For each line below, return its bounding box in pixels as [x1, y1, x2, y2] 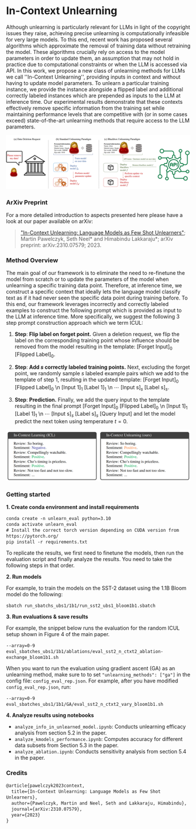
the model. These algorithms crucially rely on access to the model [6, 48, 165, 55]
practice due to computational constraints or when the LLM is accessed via [6, 60, 187, 68]
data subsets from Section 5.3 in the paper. [14, 742, 119, 749]
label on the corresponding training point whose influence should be [14, 337, 180, 344]
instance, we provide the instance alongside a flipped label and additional [6, 86, 183, 93]
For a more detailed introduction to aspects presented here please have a [6, 211, 183, 218]
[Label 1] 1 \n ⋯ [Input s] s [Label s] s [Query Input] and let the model [14, 410, 176, 419]
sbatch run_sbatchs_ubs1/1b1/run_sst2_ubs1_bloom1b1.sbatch [6, 603, 156, 609]
